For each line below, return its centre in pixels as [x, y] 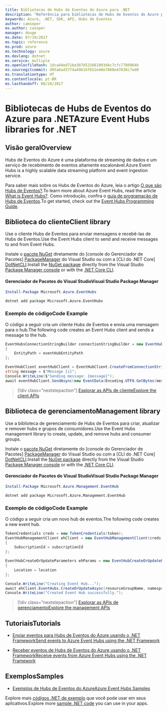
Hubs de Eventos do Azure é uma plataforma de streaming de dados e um [81, 160]
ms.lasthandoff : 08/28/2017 [34, 84]
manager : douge [21, 33]
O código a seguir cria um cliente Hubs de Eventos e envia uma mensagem [82, 324]
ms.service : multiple [28, 61]
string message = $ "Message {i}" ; [41, 372]
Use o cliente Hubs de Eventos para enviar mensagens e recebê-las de [78, 234]
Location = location [35, 570]
